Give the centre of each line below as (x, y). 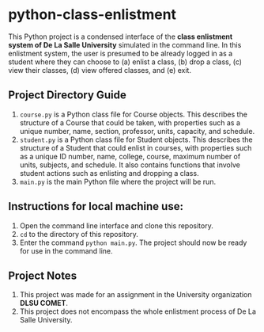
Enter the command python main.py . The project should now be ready (133, 242)
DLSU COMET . (44, 303)
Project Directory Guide (67, 95)
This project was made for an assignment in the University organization (136, 295)
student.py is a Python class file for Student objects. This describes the (136, 139)
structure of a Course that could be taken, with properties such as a (130, 122)
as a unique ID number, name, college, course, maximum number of (130, 156)
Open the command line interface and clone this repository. (116, 225)
